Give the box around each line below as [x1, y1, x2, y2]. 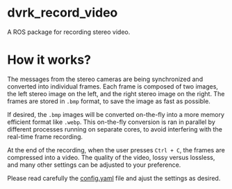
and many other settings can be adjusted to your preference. [7, 161, 181, 169]
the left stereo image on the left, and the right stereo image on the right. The [7, 89, 225, 98]
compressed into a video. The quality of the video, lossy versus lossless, [7, 153, 215, 161]
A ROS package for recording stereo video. [7, 28, 131, 36]
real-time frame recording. [7, 132, 83, 141]
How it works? [7, 52, 92, 68]
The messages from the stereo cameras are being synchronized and [7, 75, 204, 83]
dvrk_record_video [7, 5, 118, 21]
